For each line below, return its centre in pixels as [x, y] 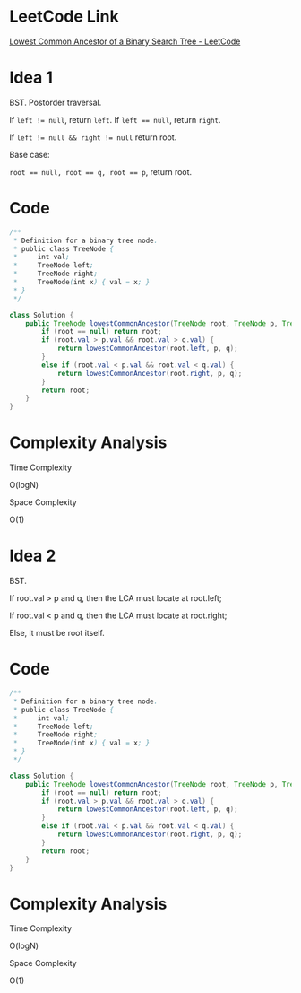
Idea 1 [31, 78]
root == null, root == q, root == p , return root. [101, 171]
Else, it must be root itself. [57, 633]
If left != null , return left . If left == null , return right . [115, 119]
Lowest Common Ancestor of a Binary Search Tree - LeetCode [125, 41]
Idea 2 [33, 556]
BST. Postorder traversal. [56, 102]
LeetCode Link [64, 17]
